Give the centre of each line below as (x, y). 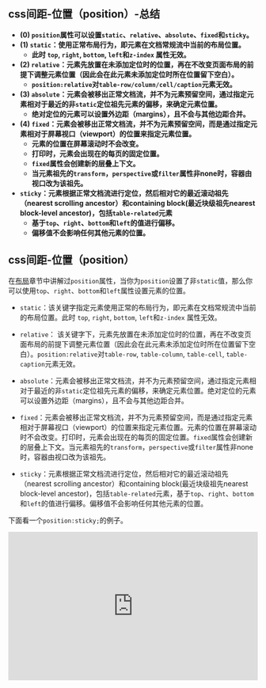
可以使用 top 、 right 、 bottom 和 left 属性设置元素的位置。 (99, 291)
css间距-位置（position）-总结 (84, 14)
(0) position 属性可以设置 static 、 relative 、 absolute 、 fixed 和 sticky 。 (136, 35)
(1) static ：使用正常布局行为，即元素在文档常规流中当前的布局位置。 (132, 44)
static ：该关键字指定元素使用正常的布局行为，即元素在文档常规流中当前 (138, 307)
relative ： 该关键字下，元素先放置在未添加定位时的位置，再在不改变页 (135, 334)
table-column (161, 355)
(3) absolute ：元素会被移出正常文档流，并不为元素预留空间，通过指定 (133, 94)
